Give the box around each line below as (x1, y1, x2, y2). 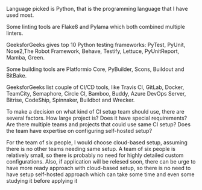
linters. (6, 29, 24, 37)
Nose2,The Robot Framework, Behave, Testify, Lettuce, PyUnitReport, (6, 47, 180, 55)
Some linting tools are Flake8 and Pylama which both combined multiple (6, 23, 185, 30)
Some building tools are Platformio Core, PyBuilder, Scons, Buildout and (6, 66, 185, 73)
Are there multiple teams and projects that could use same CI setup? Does (6, 121, 191, 128)
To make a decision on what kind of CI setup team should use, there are (6, 108, 185, 115)
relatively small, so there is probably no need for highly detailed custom (6, 152, 184, 159)
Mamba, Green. (6, 54, 45, 61)
